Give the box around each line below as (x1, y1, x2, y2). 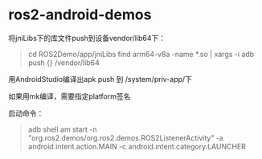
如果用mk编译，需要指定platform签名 (8, 91, 131, 101)
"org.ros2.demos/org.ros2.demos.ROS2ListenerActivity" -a (27, 132, 223, 142)
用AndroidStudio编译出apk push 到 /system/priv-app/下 (8, 74, 193, 84)
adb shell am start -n (27, 124, 97, 134)
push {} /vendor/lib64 (27, 58, 100, 67)
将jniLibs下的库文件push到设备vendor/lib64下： (8, 33, 166, 43)
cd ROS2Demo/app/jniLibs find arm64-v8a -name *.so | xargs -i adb (27, 49, 255, 59)
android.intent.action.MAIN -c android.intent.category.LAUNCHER (27, 141, 247, 151)
